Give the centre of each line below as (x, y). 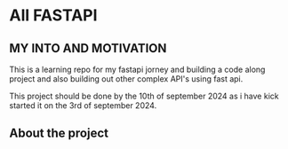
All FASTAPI (53, 16)
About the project (59, 133)
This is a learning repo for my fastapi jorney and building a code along (137, 69)
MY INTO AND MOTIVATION (88, 48)
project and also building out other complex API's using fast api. (126, 79)
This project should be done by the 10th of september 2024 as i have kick (144, 96)
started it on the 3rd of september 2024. (83, 106)
